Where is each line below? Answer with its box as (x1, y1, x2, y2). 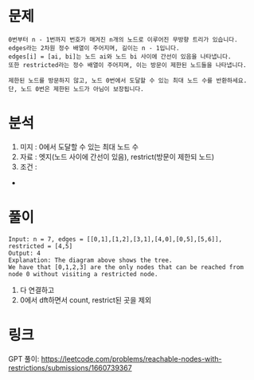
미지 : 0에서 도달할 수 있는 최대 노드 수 (19, 141, 139, 152)
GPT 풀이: (8, 354, 40, 363)
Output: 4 (8, 249, 41, 257)
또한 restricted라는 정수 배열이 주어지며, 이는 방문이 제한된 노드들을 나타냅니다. (8, 61, 247, 69)
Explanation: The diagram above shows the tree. (8, 256, 173, 264)
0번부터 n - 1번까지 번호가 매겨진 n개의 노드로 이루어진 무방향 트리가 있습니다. (8, 35, 238, 44)
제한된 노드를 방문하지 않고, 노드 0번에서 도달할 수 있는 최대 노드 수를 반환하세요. (8, 77, 248, 85)
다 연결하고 (19, 285, 55, 295)
